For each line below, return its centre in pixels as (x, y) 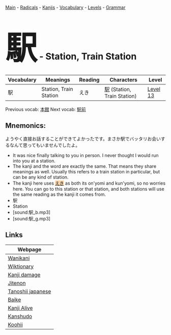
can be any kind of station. (40, 177)
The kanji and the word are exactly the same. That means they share (84, 166)
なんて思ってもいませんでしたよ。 (45, 145)
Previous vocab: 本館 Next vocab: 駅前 (46, 109)
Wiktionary (21, 266)
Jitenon (17, 283)
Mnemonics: (26, 126)
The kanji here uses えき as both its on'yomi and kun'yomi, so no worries (89, 183)
